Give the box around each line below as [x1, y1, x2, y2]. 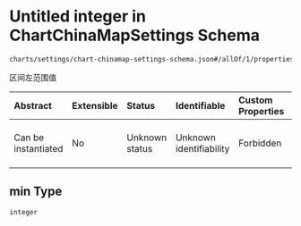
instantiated [13, 142, 64, 155]
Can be [13, 131, 45, 144]
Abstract [13, 99, 52, 112]
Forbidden [238, 137, 282, 149]
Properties [238, 105, 285, 117]
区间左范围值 [9, 71, 56, 82]
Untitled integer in [9, 6, 146, 27]
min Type [9, 184, 63, 199]
